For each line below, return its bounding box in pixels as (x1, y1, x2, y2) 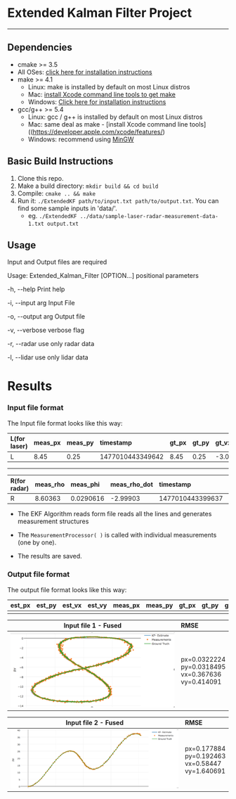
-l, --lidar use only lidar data (7, 353, 89, 362)
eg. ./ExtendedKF (27, 211, 77, 219)
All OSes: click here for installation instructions (17, 68, 152, 76)
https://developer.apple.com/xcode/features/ (32, 127, 163, 136)
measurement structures (17, 517, 89, 525)
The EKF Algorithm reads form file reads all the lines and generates (17, 510, 212, 518)
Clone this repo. (17, 174, 64, 182)
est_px (10, 601, 31, 610)
